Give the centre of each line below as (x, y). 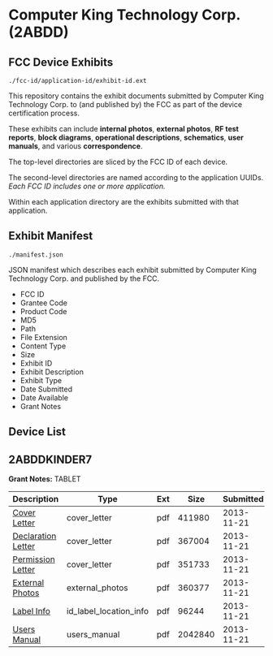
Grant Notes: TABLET (45, 479)
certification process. (44, 113)
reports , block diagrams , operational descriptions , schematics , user (126, 137)
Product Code (43, 311)
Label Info (32, 611)
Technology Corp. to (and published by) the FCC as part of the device (125, 104)
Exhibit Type (41, 380)
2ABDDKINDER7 (50, 459)
